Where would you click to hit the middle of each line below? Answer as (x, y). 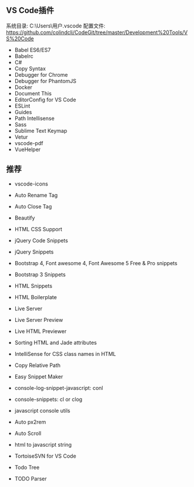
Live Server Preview (39, 320)
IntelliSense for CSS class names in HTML (65, 354)
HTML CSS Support (38, 229)
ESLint (22, 106)
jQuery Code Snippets (41, 240)
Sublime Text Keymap (41, 131)
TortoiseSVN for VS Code (45, 456)
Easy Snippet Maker (39, 376)
